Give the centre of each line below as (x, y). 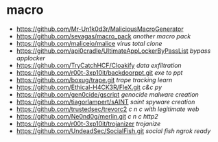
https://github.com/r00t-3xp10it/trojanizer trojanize (88, 123)
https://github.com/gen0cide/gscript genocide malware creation (108, 94)
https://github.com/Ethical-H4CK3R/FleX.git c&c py (89, 87)
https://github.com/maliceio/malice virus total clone (89, 43)
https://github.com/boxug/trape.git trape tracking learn (94, 80)
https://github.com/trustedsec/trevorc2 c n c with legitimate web (108, 109)
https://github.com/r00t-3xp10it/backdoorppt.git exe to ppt (99, 72)
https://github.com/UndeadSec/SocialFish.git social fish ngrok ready (113, 131)
